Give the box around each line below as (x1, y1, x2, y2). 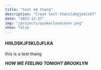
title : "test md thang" (5, 7, 53, 12)
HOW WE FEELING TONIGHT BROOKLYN (5, 60, 88, 66)
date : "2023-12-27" (5, 16, 45, 21)
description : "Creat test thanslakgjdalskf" (5, 12, 97, 17)
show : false (5, 25, 29, 30)
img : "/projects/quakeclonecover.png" (5, 20, 84, 26)
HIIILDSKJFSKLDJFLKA (5, 40, 53, 46)
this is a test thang (5, 51, 42, 57)
